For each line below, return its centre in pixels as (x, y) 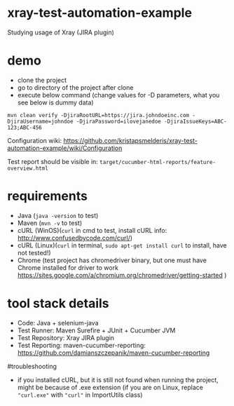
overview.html (28, 168)
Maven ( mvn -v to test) (50, 223)
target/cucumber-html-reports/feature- (157, 162)
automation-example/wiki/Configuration (65, 148)
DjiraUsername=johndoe (40, 121)
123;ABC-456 (25, 128)
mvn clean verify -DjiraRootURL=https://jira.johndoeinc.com (98, 115)
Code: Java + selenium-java (58, 323)
